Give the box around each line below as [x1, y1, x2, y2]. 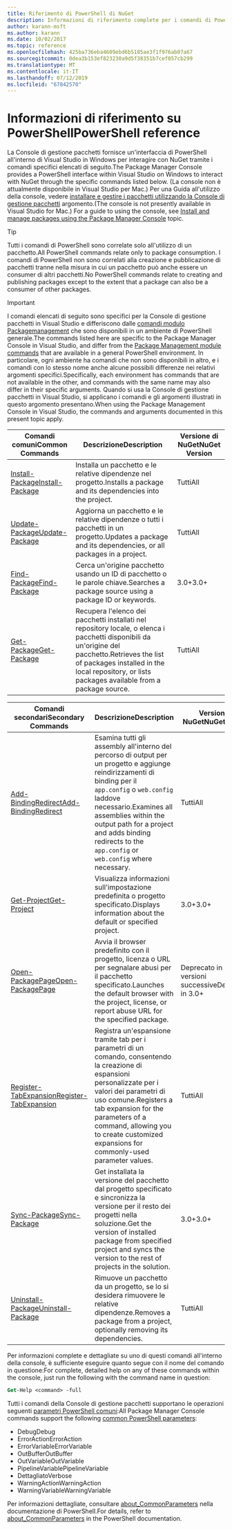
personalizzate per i [94, 1078, 159, 1088]
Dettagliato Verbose [17, 1472, 72, 1480]
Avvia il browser [94, 937, 146, 947]
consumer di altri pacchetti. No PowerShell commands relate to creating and [7, 270, 223, 279]
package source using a [75, 586, 153, 596]
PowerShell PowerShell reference [7, 125, 200, 141]
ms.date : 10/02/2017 [7, 36, 67, 43]
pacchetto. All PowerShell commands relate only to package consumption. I [7, 248, 221, 257]
